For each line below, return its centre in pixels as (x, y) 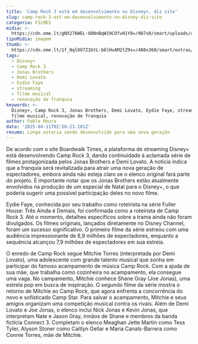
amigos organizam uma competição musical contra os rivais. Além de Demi (98, 303)
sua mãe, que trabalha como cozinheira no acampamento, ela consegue (94, 272)
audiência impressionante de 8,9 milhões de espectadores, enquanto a (92, 235)
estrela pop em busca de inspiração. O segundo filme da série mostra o (93, 284)
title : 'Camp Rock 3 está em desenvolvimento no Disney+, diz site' (92, 12)
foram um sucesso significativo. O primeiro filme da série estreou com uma (97, 229)
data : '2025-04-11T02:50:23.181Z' (49, 127)
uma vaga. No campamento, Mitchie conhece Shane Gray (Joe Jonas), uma (98, 279)
